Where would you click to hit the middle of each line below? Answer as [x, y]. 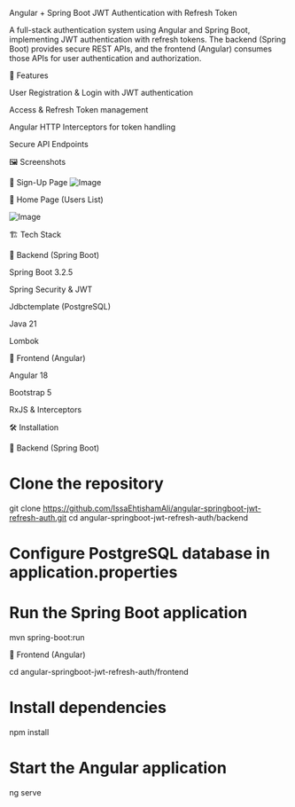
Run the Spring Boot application [128, 613]
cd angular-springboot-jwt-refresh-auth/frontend [99, 672]
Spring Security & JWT [51, 289]
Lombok [24, 341]
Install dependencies [88, 708]
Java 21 [23, 324]
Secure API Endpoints [49, 144]
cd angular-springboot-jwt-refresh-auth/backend [159, 517]
